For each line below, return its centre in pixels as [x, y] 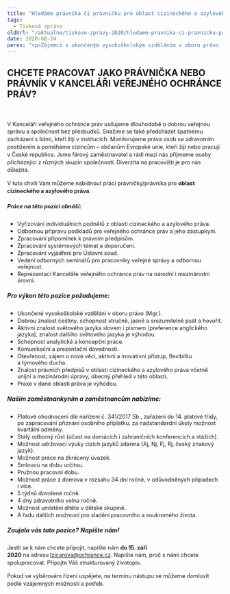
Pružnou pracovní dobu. [48, 472]
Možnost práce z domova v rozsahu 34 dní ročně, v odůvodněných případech [117, 479]
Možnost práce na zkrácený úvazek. [64, 457]
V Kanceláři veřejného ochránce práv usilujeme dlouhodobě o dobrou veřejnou [108, 124]
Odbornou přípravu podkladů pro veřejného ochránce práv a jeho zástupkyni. [117, 231]
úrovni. [26, 281]
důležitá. [18, 170]
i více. [25, 486]
